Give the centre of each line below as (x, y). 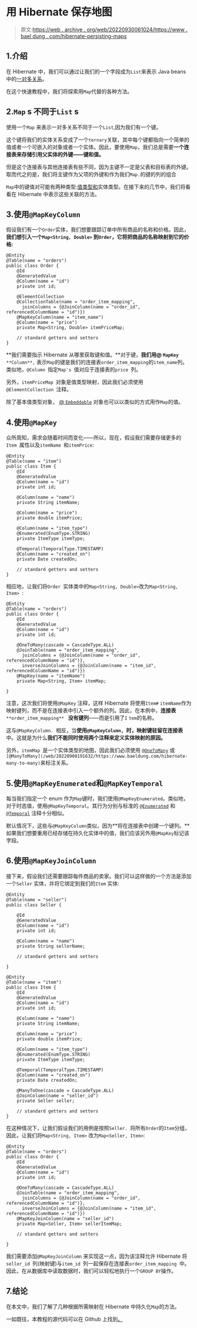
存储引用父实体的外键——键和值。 (63, 154)
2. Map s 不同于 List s (42, 112)
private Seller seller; (46, 1101)
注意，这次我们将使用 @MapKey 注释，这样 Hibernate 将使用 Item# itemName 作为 (99, 703)
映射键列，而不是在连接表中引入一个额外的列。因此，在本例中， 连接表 (91, 711)
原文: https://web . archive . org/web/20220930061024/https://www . (104, 29)
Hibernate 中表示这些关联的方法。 (59, 194)
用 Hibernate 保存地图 (59, 12)
